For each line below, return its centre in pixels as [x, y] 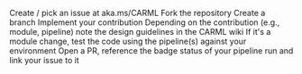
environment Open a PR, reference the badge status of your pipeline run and [151, 51]
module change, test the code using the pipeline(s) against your [128, 41]
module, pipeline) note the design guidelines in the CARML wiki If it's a [140, 32]
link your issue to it [44, 60]
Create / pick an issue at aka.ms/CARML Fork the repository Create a [137, 13]
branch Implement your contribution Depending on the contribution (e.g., [145, 22]
